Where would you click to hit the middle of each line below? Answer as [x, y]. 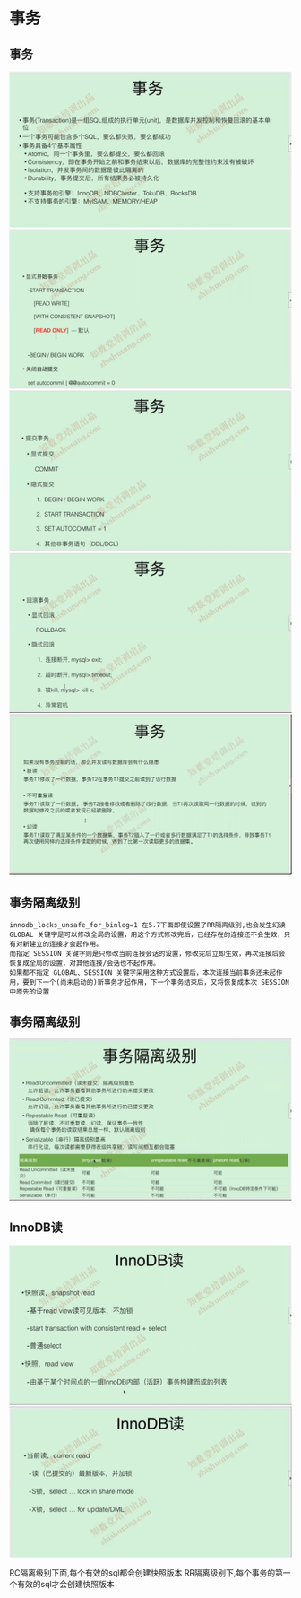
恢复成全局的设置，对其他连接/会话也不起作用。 [85, 964]
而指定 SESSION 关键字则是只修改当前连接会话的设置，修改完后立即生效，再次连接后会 [147, 954]
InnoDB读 [36, 1228]
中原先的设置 [30, 992]
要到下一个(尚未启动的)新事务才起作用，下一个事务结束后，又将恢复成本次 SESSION [155, 983]
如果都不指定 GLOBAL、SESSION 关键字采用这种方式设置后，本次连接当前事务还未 [140, 973]
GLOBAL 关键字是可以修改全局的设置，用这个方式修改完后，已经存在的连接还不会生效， [147, 935]
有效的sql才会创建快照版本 [65, 1585]
